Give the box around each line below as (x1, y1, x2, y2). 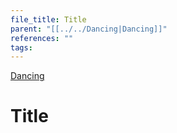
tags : (10, 42, 33, 53)
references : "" (10, 33, 74, 43)
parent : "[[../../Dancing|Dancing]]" (10, 24, 168, 34)
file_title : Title (10, 14, 87, 25)
